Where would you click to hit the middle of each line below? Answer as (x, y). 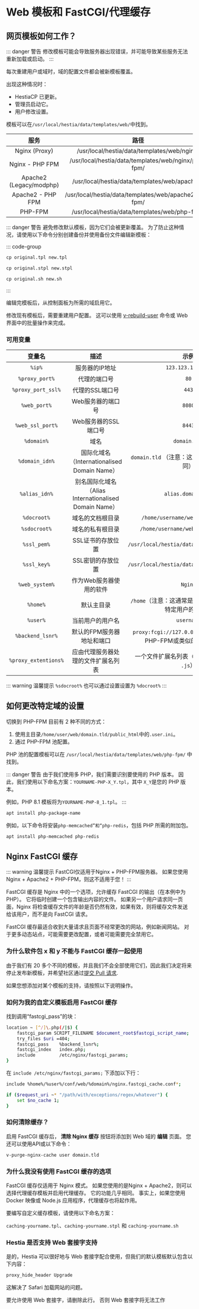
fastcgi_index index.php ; (51, 1050)
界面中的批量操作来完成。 (37, 322)
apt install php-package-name (44, 813)
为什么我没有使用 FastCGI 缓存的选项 (59, 1171)
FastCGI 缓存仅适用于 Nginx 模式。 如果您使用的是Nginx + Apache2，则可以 (99, 1185)
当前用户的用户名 (96, 620)
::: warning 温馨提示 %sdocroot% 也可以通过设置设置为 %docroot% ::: (86, 685)
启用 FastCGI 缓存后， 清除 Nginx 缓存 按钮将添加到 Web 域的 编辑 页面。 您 (99, 1136)
